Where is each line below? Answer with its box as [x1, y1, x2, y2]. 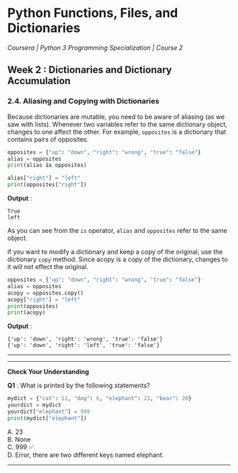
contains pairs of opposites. [7, 135, 89, 143]
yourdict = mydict [7, 401, 62, 409]
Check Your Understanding [7, 367, 89, 376]
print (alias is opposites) [7, 161, 87, 169]
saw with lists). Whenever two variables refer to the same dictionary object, [7, 120, 228, 128]
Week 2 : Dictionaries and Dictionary [7, 64, 172, 76]
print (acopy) [7, 309, 46, 317]
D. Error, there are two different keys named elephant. [7, 450, 164, 459]
